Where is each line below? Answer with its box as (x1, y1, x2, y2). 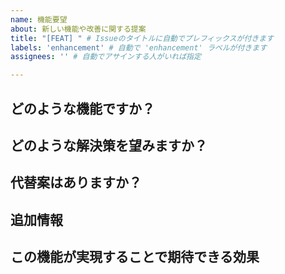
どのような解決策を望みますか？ (10, 137, 208, 154)
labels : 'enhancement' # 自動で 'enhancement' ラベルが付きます (10, 42, 268, 53)
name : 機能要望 (10, 14, 68, 25)
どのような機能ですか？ (10, 100, 155, 117)
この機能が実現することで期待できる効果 (10, 249, 260, 266)
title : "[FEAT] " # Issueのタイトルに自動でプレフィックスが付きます (10, 33, 274, 43)
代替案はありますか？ (10, 174, 142, 191)
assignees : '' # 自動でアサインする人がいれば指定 (10, 52, 202, 62)
